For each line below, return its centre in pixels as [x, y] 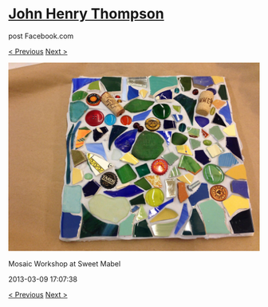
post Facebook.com [41, 36]
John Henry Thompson [87, 14]
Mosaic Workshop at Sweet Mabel [65, 263]
